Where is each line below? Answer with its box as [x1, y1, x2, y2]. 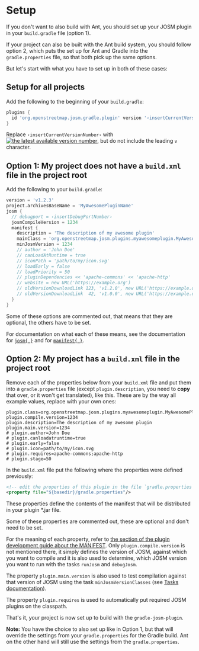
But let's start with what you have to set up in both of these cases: [6, 65, 168, 72]
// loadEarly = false [17, 263, 70, 270]
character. [6, 143, 31, 151]
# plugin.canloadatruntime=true [6, 435, 86, 441]
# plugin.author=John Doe [6, 430, 70, 436]
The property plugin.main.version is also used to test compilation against [6, 572, 187, 579]
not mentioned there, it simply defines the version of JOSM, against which [6, 549, 187, 556]
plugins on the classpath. [6, 602, 68, 610]
